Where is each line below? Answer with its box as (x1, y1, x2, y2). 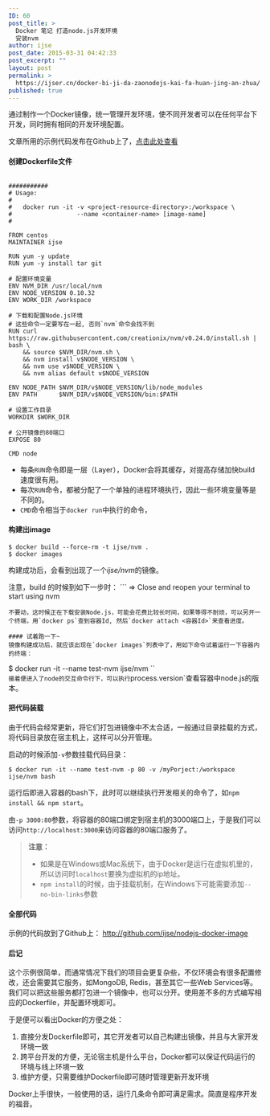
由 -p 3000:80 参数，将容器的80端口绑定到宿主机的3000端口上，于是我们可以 (8, 815, 261, 824)
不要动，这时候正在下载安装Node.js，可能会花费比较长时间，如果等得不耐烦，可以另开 (8, 608, 256, 616)
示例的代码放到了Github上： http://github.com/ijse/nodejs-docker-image (8, 929, 248, 938)
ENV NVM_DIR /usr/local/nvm (8, 282, 103, 290)
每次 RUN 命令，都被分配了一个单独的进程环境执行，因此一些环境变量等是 (19, 484, 257, 494)
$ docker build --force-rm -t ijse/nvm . (8, 543, 149, 551)
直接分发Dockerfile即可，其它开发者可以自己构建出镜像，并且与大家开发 (19, 1032, 259, 1041)
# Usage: (8, 189, 38, 197)
